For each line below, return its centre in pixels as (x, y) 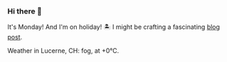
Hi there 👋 (25, 11)
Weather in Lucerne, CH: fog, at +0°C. (63, 51)
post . (15, 37)
